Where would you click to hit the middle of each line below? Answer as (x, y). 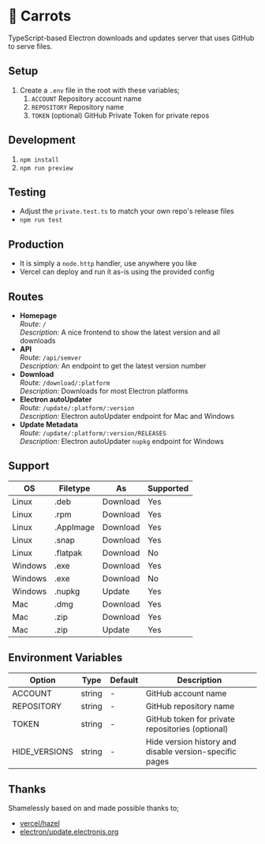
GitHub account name (186, 693)
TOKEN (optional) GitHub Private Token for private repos (120, 115)
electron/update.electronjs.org (69, 832)
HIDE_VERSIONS (43, 751)
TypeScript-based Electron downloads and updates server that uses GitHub (131, 38)
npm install (39, 160)
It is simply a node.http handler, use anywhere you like (108, 263)
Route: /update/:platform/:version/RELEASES (93, 433)
